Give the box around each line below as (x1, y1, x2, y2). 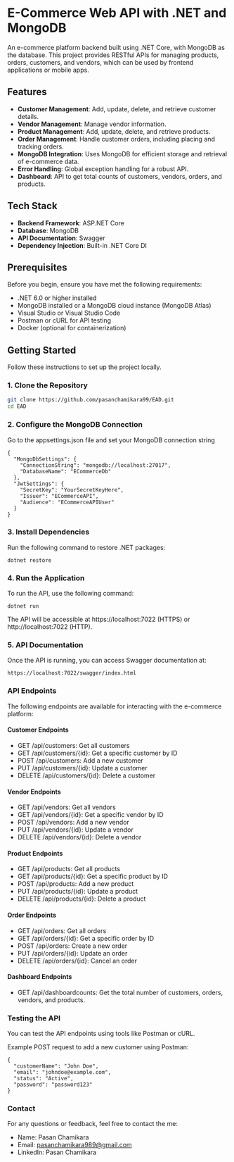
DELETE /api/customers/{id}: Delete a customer (17, 771, 156, 780)
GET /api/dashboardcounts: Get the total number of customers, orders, (17, 988, 223, 997)
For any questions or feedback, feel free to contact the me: (7, 1120, 178, 1128)
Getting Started (7, 344, 77, 356)
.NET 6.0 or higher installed (17, 294, 97, 302)
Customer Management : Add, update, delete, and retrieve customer (17, 104, 216, 113)
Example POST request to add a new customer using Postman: (7, 1043, 189, 1051)
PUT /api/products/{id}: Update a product (17, 887, 138, 896)
